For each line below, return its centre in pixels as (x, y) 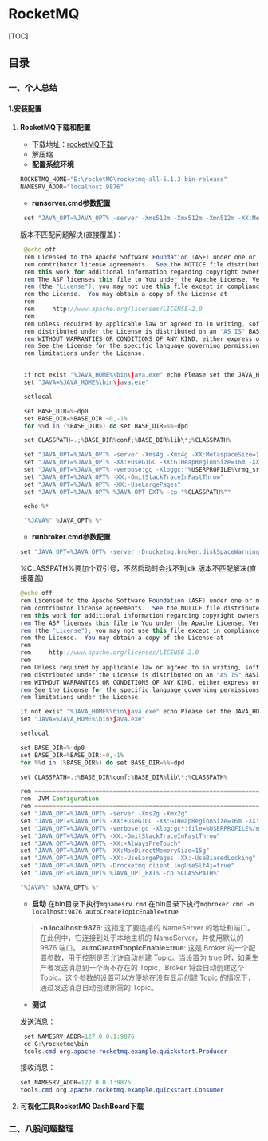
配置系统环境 (53, 164)
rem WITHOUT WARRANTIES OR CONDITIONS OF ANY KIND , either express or (140, 682)
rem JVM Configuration (59, 799)
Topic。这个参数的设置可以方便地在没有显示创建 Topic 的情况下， (147, 977)
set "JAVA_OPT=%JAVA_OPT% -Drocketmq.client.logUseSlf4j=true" (127, 866)
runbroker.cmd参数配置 (71, 537)
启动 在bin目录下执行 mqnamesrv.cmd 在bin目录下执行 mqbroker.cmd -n (143, 903)
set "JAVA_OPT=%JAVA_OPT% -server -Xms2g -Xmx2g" (104, 814)
